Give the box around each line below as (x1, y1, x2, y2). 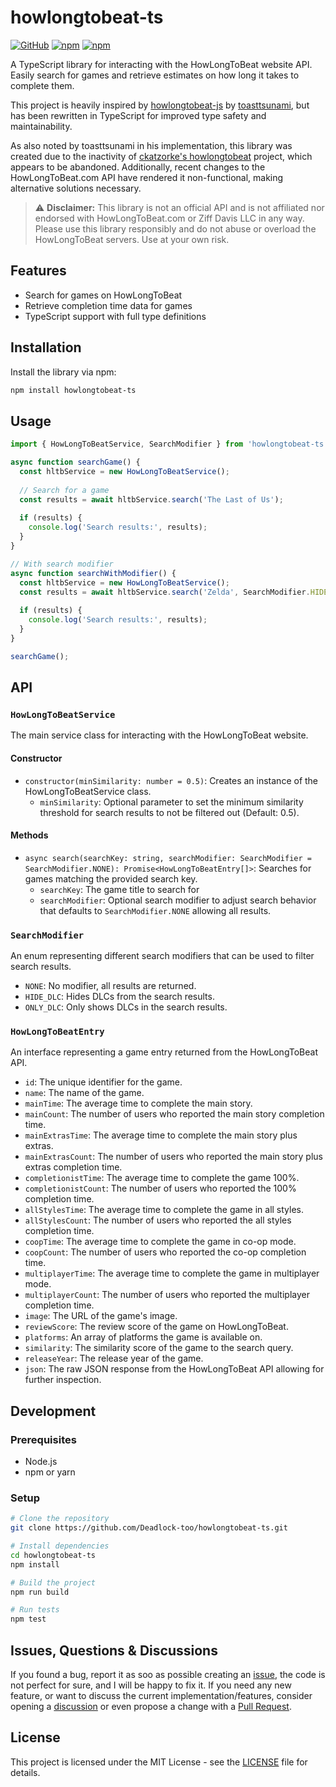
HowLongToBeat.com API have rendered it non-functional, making (10, 171, 284, 183)
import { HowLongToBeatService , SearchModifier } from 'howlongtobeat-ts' (10, 439, 329, 450)
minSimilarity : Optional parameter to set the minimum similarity (39, 796, 304, 808)
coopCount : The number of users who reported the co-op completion (24, 1246, 307, 1258)
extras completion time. (24, 1161, 123, 1173)
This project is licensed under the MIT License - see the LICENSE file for (10, 1756, 308, 1768)
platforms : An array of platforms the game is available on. (24, 1331, 263, 1343)
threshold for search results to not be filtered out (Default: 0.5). (39, 806, 300, 818)
